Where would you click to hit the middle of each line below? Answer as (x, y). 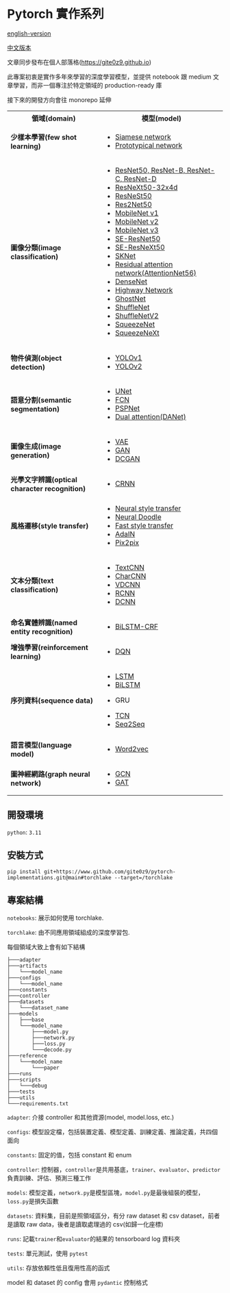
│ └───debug (27, 1086)
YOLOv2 (129, 366)
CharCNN (131, 576)
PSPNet (128, 408)
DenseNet (131, 281)
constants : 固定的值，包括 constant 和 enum (69, 1155)
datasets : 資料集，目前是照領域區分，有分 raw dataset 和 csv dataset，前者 (114, 1216)
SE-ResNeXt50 (140, 247)
